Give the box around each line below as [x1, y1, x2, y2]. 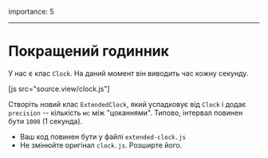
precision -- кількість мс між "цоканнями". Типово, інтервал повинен [8, 108, 243, 117]
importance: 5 [8, 7, 54, 16]
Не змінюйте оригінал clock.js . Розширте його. [19, 140, 183, 150]
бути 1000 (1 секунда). [8, 116, 83, 126]
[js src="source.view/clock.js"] [8, 84, 110, 93]
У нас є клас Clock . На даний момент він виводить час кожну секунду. [8, 68, 249, 78]
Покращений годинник [8, 42, 170, 61]
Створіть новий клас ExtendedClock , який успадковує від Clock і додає [8, 99, 246, 109]
